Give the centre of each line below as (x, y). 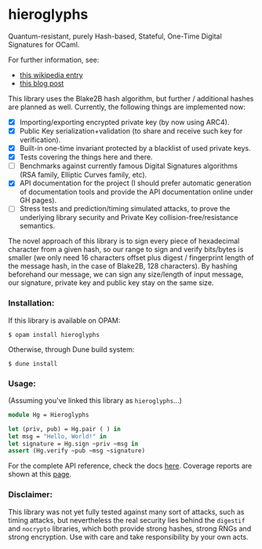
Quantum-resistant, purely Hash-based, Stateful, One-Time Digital (115, 36)
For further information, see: (54, 60)
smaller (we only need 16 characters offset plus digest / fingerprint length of (131, 258)
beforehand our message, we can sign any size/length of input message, (126, 274)
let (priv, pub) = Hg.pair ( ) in (65, 429)
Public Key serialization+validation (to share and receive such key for (131, 131)
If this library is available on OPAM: (64, 320)
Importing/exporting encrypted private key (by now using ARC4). (124, 122)
